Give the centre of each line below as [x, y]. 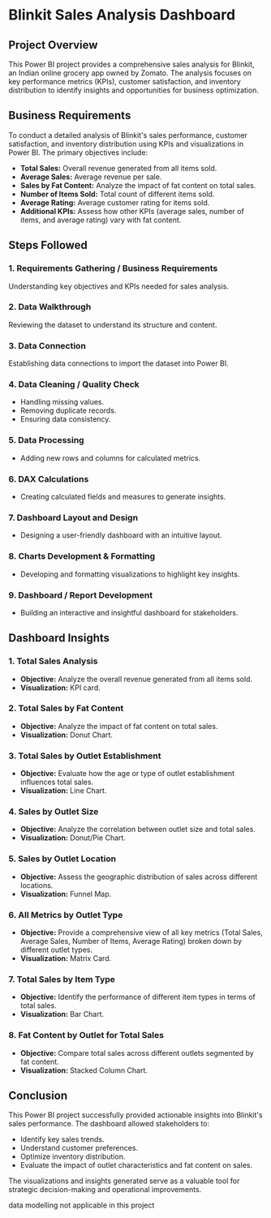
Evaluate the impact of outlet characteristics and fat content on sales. [136, 1165]
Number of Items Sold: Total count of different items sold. [117, 194]
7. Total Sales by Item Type [62, 979]
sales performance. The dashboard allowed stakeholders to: [109, 1124]
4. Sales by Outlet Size [54, 812]
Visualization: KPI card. [60, 688]
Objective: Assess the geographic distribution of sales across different [139, 877]
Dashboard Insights [59, 638]
